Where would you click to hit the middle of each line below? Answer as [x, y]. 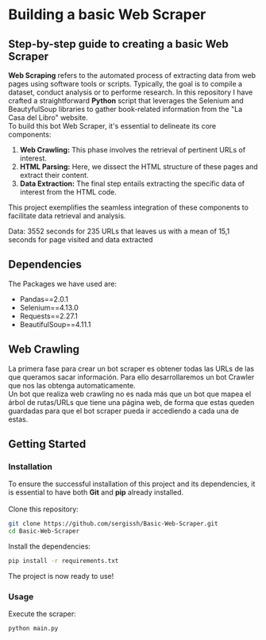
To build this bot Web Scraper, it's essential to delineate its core [112, 126]
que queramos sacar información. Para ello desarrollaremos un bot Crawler [131, 377]
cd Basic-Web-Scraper [44, 531]
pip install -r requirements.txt [64, 561]
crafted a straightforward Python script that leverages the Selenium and [126, 100]
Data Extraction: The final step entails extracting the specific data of [132, 183]
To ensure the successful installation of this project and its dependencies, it [132, 484]
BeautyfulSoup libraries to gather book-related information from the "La [125, 109]
